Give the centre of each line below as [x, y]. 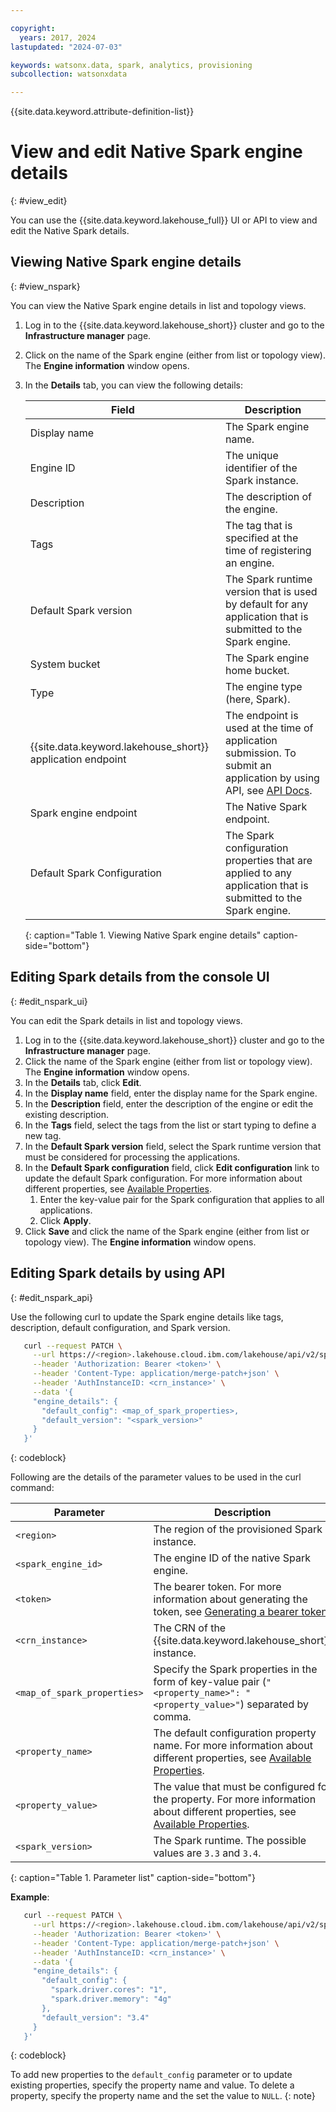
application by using [272, 778]
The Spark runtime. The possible [230, 1841]
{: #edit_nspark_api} [51, 1297]
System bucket [65, 664]
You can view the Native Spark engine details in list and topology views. [158, 305]
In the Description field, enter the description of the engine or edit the [169, 1103]
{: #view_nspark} [45, 286]
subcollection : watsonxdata [69, 74]
